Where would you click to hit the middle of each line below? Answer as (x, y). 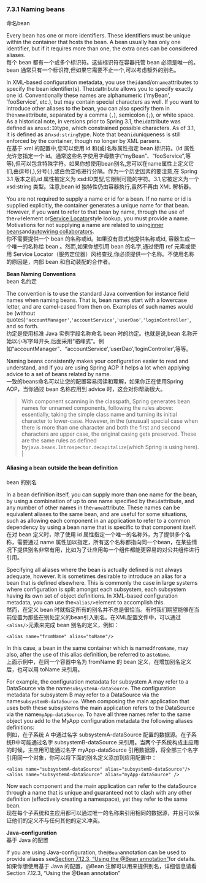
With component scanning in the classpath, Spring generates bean (106, 401)
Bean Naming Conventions (41, 274)
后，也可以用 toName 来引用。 (45, 669)
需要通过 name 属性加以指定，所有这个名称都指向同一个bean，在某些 (104, 542)
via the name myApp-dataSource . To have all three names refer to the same (99, 714)
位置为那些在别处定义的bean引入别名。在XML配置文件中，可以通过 (96, 617)
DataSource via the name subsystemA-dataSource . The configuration (91, 688)
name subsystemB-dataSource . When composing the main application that (98, 701)
